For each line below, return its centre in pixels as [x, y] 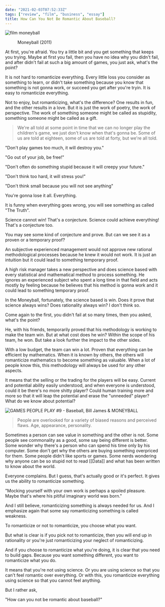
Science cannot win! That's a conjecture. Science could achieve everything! [82, 220]
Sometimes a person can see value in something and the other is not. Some [82, 435]
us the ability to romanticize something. [45, 481]
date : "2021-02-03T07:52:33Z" [36, 10]
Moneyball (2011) [35, 42]
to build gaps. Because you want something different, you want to [72, 555]
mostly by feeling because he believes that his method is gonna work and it [82, 285]
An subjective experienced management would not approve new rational [79, 250]
